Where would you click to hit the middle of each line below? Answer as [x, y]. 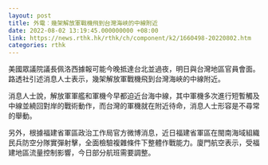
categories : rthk [37, 45]
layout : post [30, 16]
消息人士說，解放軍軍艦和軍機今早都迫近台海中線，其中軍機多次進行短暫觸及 [134, 96]
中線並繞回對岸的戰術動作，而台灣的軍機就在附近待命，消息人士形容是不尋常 [134, 106]
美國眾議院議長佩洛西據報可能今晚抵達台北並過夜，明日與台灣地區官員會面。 [134, 69]
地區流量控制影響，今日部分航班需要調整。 [85, 153]
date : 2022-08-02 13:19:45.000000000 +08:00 [83, 30]
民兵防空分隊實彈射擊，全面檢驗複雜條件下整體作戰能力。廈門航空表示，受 [130, 143]
